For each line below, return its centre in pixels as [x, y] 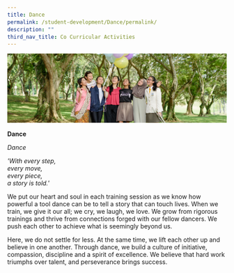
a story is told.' [29, 183]
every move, [25, 169]
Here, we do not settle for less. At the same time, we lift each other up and [114, 240]
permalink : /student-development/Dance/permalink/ [82, 22]
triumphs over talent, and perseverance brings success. [87, 262]
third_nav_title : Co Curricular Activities [71, 37]
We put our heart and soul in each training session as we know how [104, 197]
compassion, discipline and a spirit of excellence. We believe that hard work [116, 255]
